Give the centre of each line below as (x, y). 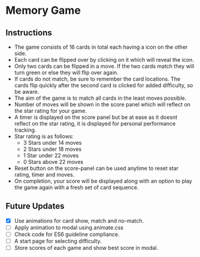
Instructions (29, 33)
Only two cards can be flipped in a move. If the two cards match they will (104, 66)
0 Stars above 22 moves (53, 162)
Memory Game (43, 11)
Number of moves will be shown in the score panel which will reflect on (102, 104)
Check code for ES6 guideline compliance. (67, 234)
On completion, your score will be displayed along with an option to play (103, 181)
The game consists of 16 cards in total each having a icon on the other (101, 47)
